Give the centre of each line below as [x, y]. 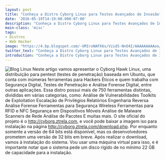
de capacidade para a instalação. [39, 153]
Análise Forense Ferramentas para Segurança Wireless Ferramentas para [79, 106]
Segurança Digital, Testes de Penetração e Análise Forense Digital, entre [79, 85]
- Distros [15, 37]
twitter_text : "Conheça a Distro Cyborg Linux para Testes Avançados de [81, 51]
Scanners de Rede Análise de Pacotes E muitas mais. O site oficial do [75, 116]
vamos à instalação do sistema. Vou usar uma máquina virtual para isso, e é [82, 142]
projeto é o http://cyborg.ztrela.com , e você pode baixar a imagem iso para [81, 121]
